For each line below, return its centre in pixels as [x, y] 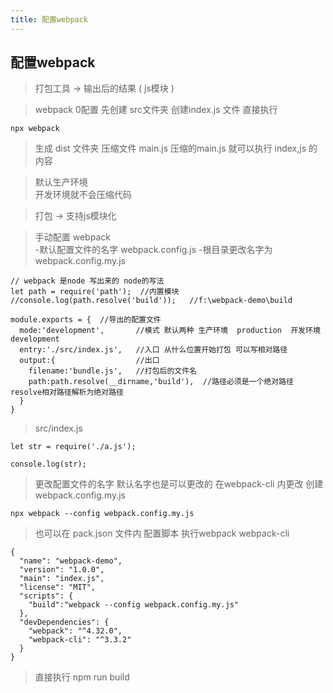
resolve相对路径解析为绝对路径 [67, 392]
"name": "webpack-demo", [71, 561]
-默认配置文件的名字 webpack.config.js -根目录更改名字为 [153, 250]
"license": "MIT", [58, 587]
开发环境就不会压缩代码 [83, 195]
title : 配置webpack [49, 19]
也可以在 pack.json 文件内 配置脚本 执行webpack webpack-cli [162, 533]
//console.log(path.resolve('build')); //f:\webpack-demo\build [151, 301]
